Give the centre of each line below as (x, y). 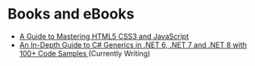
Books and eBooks (71, 14)
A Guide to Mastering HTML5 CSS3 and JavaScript (104, 36)
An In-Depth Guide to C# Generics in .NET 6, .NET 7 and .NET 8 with (133, 44)
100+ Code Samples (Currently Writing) (85, 53)
